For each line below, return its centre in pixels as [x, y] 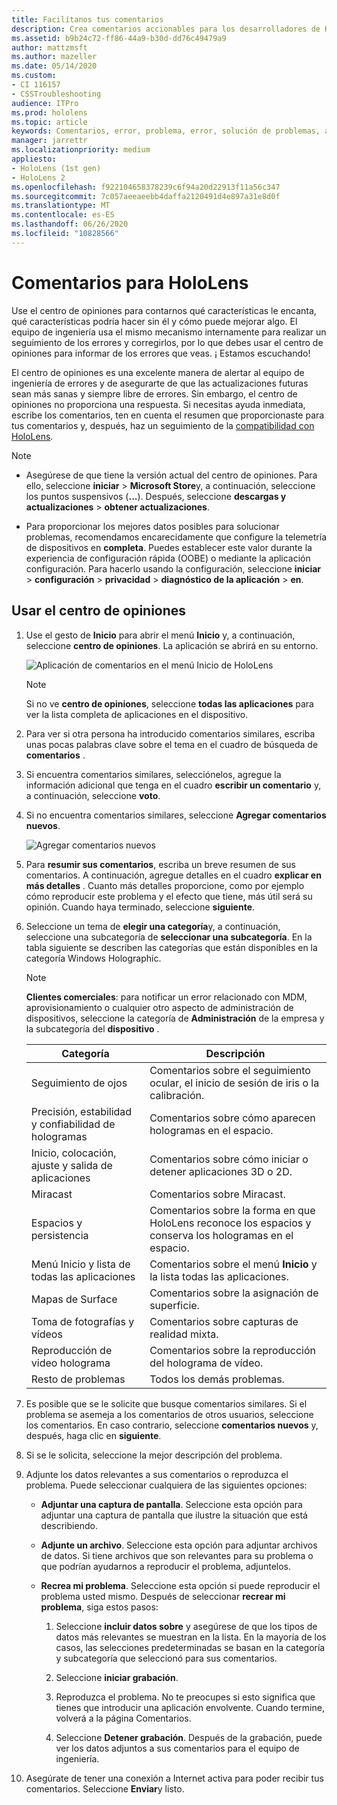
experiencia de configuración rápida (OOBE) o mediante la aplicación [168, 558]
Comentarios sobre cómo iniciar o [229, 1159]
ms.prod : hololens [49, 112]
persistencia [59, 1235]
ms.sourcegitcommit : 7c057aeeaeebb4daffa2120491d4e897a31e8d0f [146, 196]
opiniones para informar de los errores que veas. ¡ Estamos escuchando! [161, 353]
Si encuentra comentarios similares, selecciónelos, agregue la [153, 774]
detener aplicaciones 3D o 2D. [221, 1171]
